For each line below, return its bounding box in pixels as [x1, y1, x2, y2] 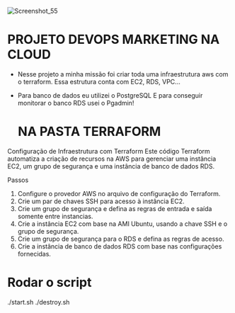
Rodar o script [7, 275, 92, 290]
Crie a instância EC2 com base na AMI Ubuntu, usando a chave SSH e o [17, 220, 228, 228]
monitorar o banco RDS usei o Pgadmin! [17, 98, 134, 107]
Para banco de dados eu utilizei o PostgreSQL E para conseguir [17, 91, 203, 99]
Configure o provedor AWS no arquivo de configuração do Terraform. [17, 189, 221, 198]
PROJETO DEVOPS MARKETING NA [7, 32, 220, 47]
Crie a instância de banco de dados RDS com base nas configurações [17, 241, 222, 251]
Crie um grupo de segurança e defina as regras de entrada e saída [17, 204, 212, 212]
